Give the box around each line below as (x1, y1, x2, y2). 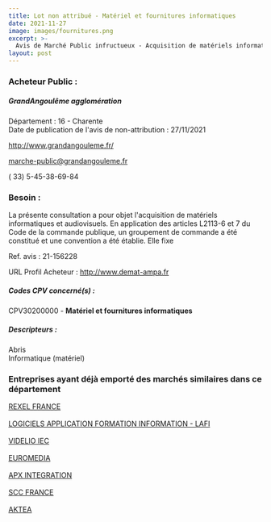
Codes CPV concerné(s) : (8, 286, 95, 295)
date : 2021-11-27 (8, 19, 67, 27)
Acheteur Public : (8, 76, 78, 87)
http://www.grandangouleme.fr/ (8, 140, 115, 150)
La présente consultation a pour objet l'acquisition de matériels (8, 211, 218, 220)
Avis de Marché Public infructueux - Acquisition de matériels (15, 42, 232, 50)
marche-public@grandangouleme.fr (8, 156, 128, 165)
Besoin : (8, 191, 41, 203)
